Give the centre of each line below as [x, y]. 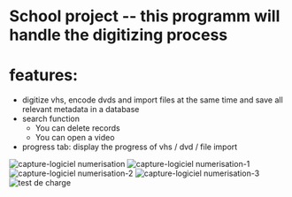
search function [50, 119]
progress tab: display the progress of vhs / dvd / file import [130, 147]
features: [43, 76]
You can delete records [78, 128]
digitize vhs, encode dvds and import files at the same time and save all [152, 100]
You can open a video [75, 138]
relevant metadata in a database [81, 110]
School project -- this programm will [145, 16]
